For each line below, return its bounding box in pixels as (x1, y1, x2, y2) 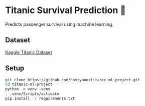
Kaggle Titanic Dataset (5, 49, 53, 55)
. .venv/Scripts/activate (5, 91, 59, 96)
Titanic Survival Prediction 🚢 (5, 5, 126, 16)
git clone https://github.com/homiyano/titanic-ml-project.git (5, 77, 140, 82)
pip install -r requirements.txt (5, 96, 75, 101)
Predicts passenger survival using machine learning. (5, 21, 114, 27)
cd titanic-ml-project (5, 82, 53, 87)
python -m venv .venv (5, 87, 51, 92)
